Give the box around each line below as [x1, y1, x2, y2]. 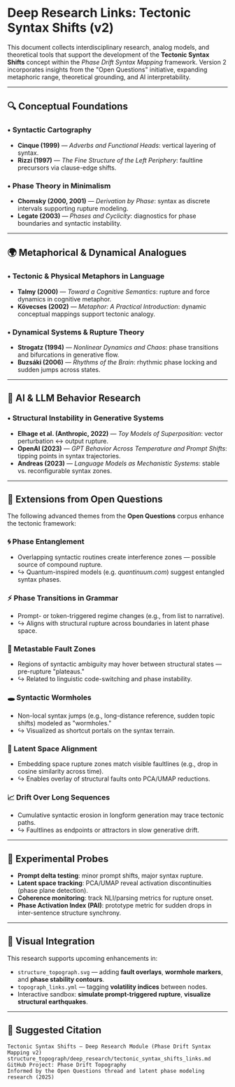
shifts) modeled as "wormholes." [17, 718, 112, 727]
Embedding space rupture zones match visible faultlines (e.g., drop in [17, 759, 218, 768]
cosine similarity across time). [17, 767, 104, 775]
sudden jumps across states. [17, 365, 101, 374]
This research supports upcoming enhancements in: [7, 954, 158, 962]
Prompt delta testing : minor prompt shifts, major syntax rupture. [17, 871, 204, 880]
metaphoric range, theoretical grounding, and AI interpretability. [7, 72, 191, 81]
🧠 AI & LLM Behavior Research [7, 392, 141, 404]
